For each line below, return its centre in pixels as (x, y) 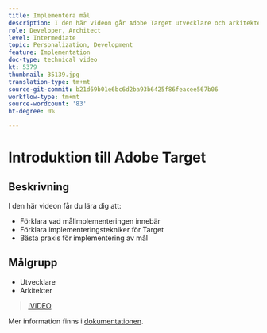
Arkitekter (36, 290)
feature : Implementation (49, 52)
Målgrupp (33, 263)
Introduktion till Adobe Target (107, 157)
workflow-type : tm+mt (44, 97)
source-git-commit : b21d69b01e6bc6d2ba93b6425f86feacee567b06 (113, 89)
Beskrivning (39, 187)
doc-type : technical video (53, 60)
